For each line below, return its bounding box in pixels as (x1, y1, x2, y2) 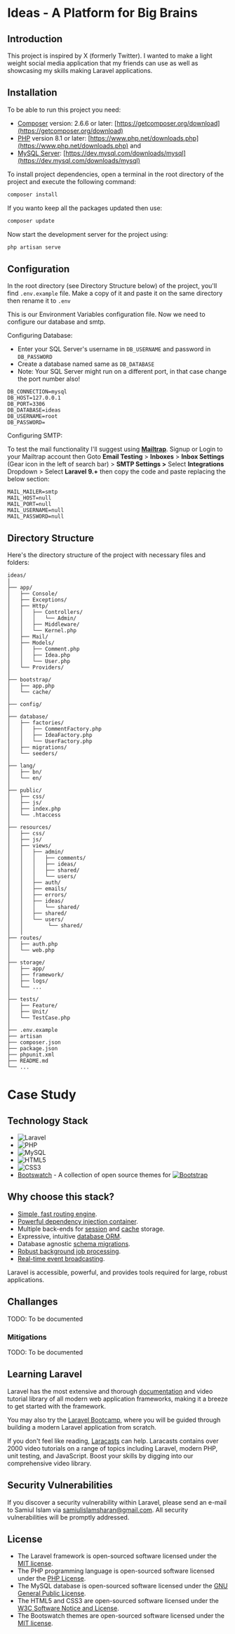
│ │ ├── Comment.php (7, 646, 80, 653)
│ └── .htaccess (7, 811, 61, 819)
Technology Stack (7, 1115, 88, 1127)
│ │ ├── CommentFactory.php (7, 726, 102, 733)
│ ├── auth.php (7, 941, 58, 948)
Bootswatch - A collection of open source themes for (17, 1171, 171, 1179)
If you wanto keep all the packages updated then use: (7, 204, 163, 212)
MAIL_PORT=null (7, 501, 52, 508)
